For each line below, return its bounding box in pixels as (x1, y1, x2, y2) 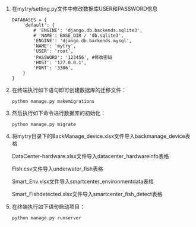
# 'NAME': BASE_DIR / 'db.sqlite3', (33, 33, 124, 39)
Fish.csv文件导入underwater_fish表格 (11, 165, 103, 172)
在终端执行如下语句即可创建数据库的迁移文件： (11, 87, 127, 93)
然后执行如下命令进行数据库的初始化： (11, 109, 106, 116)
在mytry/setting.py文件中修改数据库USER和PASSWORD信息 (11, 5, 158, 12)
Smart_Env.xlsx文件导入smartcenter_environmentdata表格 (11, 178, 154, 185)
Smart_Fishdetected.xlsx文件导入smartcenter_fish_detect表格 (11, 191, 163, 197)
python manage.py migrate (11, 121, 76, 127)
